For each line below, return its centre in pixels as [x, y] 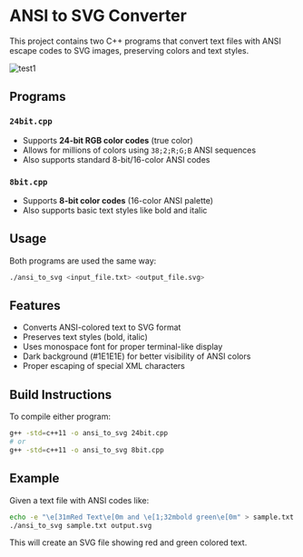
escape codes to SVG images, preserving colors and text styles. [129, 50]
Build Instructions [61, 395]
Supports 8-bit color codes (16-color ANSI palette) [118, 200]
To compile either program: [60, 417]
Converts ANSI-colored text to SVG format [102, 327]
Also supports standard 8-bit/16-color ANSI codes [116, 159]
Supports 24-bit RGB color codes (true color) [108, 140]
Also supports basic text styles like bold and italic [115, 210]
